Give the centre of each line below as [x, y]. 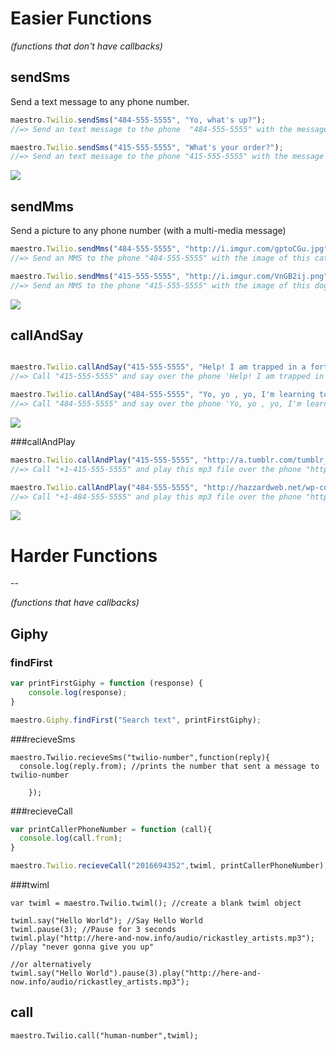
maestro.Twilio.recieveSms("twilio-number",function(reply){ [140, 757]
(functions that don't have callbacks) [86, 46]
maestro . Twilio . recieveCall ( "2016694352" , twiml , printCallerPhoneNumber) [167, 866]
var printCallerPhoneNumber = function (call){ [111, 829]
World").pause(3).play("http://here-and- [174, 973]
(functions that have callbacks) [75, 603]
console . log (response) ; [78, 692]
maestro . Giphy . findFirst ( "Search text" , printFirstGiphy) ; [136, 720]
